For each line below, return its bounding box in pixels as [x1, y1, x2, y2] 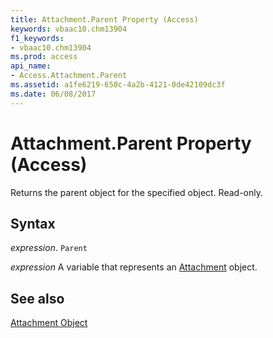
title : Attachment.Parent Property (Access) [10, 14, 199, 25]
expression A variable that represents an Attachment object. [10, 261, 258, 273]
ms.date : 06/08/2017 [10, 89, 97, 99]
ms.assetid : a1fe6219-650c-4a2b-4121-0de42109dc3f [10, 80, 226, 90]
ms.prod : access [10, 52, 78, 62]
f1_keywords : [10, 33, 65, 43]
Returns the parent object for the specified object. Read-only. [10, 186, 264, 198]
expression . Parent [10, 242, 88, 254]
